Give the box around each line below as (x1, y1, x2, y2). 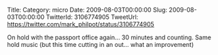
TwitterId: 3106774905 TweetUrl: (46, 13, 139, 21)
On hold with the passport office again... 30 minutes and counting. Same (7, 33, 212, 41)
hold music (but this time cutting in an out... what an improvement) (7, 41, 194, 48)
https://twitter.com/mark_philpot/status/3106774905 (7, 20, 155, 28)
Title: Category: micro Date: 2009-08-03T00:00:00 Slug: (7, 6, 167, 14)
